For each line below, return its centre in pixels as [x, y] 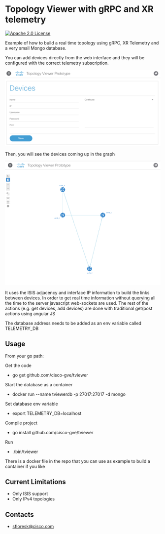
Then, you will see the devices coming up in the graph [60, 154]
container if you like [25, 466]
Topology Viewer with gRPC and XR [79, 9]
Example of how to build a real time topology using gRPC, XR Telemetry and [82, 42]
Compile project [21, 423]
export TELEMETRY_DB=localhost [47, 413]
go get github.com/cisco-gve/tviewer [50, 375]
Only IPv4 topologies [33, 499]
